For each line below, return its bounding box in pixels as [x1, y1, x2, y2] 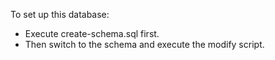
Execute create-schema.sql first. [24, 28, 160, 39]
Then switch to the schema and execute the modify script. [24, 39, 265, 50]
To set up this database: [10, 9, 110, 20]
